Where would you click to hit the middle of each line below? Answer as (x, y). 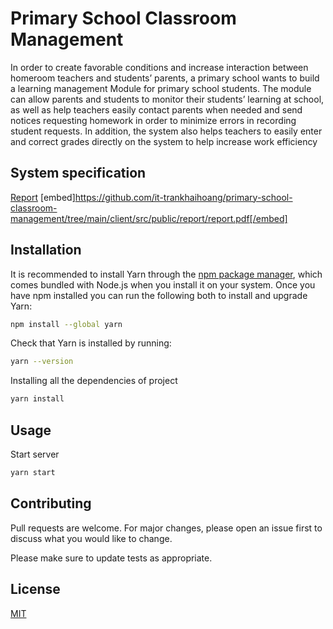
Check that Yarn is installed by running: (91, 343)
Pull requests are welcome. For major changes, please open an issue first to (166, 528)
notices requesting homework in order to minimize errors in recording (153, 120)
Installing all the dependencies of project (94, 381)
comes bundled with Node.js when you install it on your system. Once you (163, 284)
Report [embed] (43, 197)
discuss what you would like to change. (91, 538)
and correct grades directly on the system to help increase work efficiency (164, 141)
